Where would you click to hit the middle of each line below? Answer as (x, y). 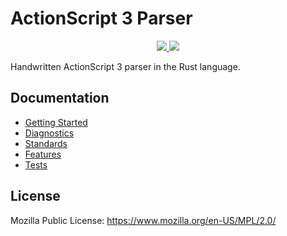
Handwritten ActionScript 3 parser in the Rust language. (125, 66)
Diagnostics (49, 133)
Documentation (60, 98)
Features (43, 154)
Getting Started (56, 122)
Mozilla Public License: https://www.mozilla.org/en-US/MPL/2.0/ (143, 220)
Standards (46, 143)
